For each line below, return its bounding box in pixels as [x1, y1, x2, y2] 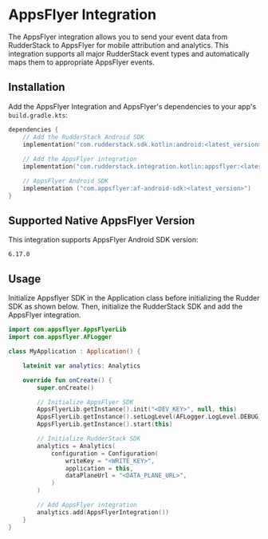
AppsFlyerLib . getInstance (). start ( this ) [37, 420, 173, 428]
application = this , [65, 464, 134, 472]
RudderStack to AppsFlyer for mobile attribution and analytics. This [8, 40, 229, 49]
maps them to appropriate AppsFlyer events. [8, 57, 155, 67]
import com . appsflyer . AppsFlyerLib [8, 325, 127, 334]
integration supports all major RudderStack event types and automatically [8, 49, 250, 58]
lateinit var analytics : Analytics [22, 361, 141, 370]
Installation [8, 81, 65, 94]
